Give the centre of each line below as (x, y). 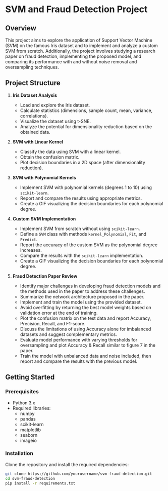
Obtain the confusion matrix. (50, 157)
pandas (28, 419)
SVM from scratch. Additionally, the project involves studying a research (80, 51)
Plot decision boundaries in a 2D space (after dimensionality (82, 162)
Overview (21, 28)
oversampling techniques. (32, 67)
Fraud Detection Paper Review (45, 276)
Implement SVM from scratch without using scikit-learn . (80, 229)
